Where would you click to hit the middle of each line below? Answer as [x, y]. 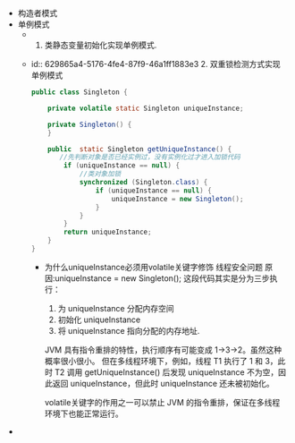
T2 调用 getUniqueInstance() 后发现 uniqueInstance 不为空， [167, 372]
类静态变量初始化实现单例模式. [101, 45]
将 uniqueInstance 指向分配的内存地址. [129, 330]
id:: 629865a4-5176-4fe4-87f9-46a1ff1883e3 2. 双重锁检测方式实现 [156, 64]
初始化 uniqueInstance [99, 319]
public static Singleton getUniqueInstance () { [140, 149]
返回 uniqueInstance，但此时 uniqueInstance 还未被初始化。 [163, 383]
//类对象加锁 [100, 174]
